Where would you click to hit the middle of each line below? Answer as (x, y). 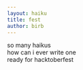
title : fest (24, 20)
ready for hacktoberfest (40, 60)
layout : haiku (27, 13)
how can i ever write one (41, 52)
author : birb (26, 26)
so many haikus (29, 46)
